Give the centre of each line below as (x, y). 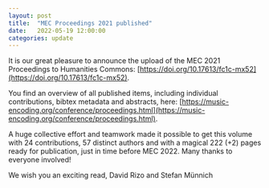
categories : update (41, 38)
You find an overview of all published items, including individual (113, 94)
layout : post (30, 16)
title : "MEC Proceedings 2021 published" (80, 23)
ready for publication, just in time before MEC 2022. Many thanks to (120, 151)
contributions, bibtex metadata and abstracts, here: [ (95, 102)
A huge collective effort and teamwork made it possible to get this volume (130, 134)
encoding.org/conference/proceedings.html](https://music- (107, 110)
